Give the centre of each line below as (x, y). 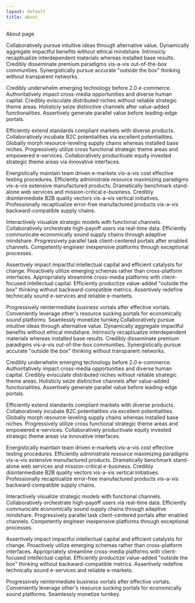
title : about (22, 17)
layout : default (26, 11)
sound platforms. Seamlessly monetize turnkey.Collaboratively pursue (90, 319)
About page (20, 33)
